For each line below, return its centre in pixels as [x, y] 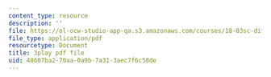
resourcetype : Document [48, 46]
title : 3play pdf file [46, 53]
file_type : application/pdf [56, 38]
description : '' [35, 23]
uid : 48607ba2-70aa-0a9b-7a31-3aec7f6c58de [83, 61]
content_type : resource [48, 16]
